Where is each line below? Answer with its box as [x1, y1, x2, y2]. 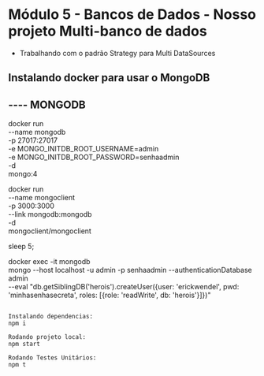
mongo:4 [8, 169, 38, 179]
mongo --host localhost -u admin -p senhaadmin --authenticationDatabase [8, 266, 252, 275]
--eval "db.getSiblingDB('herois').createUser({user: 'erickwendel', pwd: [8, 282, 240, 292]
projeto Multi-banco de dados [8, 22, 207, 40]
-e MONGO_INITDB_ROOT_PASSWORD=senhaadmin [8, 152, 180, 162]
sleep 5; [8, 242, 35, 251]
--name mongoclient [8, 193, 76, 203]
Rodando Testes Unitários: [8, 354, 97, 362]
